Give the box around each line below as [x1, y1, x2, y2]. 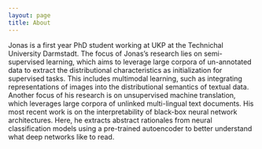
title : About [8, 19, 51, 27]
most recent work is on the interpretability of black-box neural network [8, 107, 238, 116]
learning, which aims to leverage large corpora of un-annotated [46, 56, 252, 67]
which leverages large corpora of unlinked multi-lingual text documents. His [8, 99, 254, 108]
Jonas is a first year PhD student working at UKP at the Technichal [8, 40, 224, 49]
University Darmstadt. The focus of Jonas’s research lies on [8, 49, 202, 58]
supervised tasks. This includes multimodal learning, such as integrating [8, 74, 242, 83]
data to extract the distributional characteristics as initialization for [8, 65, 223, 74]
